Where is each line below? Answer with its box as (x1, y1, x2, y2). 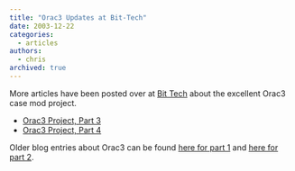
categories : (9, 30, 54, 39)
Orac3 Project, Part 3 (22, 114, 102, 126)
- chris (17, 55, 47, 64)
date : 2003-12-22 (9, 22, 75, 31)
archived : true (9, 64, 67, 73)
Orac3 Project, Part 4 (22, 124, 102, 135)
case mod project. (9, 97, 77, 108)
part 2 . (9, 151, 34, 162)
